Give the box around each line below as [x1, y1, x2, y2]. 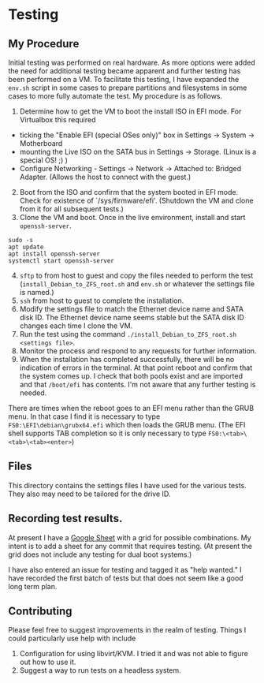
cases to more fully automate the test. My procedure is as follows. [8, 91, 223, 100]
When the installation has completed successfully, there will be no [19, 355, 235, 364]
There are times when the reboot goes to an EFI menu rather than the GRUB [8, 404, 255, 412]
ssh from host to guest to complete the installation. [19, 296, 184, 305]
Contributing [8, 605, 73, 618]
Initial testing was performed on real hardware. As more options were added [8, 58, 256, 67]
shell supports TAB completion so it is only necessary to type [8, 428, 207, 438]
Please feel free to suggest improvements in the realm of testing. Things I [8, 625, 247, 635]
